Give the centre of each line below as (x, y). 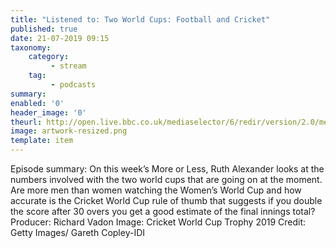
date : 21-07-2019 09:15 (60, 38)
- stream (68, 66)
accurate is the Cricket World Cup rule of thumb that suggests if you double (166, 200)
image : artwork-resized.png (69, 131)
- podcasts (73, 85)
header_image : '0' (48, 112)
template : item (42, 141)
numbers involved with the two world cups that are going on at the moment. (166, 179)
